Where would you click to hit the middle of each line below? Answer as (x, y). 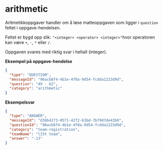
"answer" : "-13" (26, 139)
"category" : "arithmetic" (36, 88)
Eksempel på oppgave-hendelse (39, 61)
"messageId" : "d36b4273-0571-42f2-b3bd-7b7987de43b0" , (67, 120)
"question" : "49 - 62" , (34, 84)
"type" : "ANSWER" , (28, 116)
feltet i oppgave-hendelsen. (33, 27)
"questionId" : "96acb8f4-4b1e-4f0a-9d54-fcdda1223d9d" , (68, 125)
